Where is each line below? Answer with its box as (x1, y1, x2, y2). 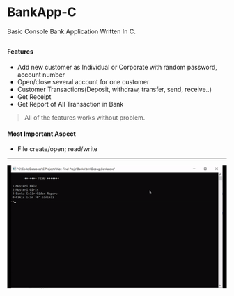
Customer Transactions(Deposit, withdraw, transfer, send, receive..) (17, 85, 212, 93)
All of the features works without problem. (24, 113, 146, 122)
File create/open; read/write (17, 145, 98, 153)
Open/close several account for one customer (17, 77, 150, 86)
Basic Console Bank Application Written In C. (7, 27, 136, 36)
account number (17, 70, 65, 79)
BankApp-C (7, 4, 77, 20)
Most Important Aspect (7, 130, 77, 138)
